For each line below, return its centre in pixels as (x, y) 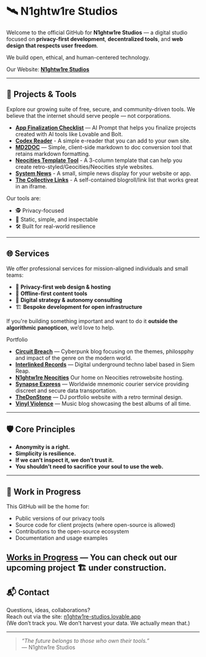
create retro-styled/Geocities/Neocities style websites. (84, 166)
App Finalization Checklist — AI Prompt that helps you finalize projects (105, 127)
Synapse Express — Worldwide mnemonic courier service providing (102, 384)
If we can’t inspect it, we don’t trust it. (64, 460)
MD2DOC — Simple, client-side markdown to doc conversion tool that (104, 147)
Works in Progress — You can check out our (92, 557)
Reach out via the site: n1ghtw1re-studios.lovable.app (74, 616)
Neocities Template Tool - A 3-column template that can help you (99, 160)
